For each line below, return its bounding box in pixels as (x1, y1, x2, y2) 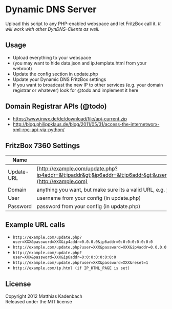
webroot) (12, 65, 32, 71)
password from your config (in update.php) (36, 203, 141, 210)
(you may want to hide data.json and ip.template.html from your (12, 60, 147, 66)
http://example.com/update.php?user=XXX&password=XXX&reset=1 (12, 260, 148, 265)
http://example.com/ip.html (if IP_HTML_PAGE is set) (12, 265, 130, 271)
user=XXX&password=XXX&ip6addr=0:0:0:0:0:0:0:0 (12, 255, 116, 260)
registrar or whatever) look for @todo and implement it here (12, 87, 139, 93)
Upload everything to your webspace (12, 54, 91, 60)
